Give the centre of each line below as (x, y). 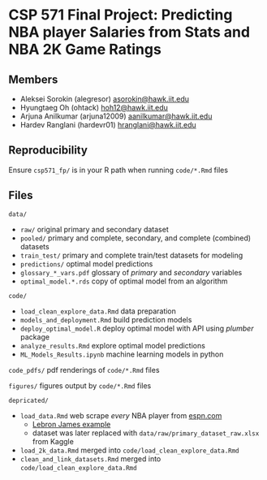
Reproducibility (48, 151)
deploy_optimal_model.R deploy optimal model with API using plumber (137, 328)
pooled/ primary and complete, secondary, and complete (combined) (136, 238)
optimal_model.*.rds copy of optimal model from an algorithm (124, 281)
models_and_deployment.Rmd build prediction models (106, 319)
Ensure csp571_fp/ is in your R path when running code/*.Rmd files (118, 170)
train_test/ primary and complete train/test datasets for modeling (131, 255)
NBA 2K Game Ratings (85, 50)
